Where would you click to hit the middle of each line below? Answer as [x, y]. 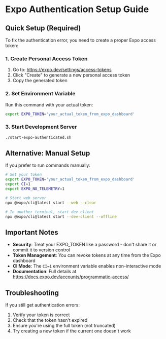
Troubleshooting [32, 293]
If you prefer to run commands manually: [48, 165]
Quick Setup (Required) [43, 28]
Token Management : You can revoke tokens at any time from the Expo [87, 255]
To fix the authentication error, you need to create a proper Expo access [81, 40]
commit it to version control [41, 250]
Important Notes [32, 232]
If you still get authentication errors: [43, 305]
